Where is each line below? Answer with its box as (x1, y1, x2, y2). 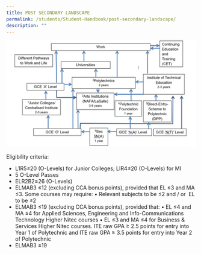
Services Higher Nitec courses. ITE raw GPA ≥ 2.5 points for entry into (14, 222, 190, 229)
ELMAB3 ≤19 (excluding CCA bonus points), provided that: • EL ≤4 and (14, 203, 191, 211)
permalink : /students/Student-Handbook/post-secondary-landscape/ (6, 16, 176, 22)
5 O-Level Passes (14, 171, 59, 178)
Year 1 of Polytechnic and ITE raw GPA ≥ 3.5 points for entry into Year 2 (14, 229, 193, 236)
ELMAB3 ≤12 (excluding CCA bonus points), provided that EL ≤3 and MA (14, 184, 195, 191)
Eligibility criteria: (6, 153, 49, 160)
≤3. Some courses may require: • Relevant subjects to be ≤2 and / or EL (14, 190, 196, 197)
